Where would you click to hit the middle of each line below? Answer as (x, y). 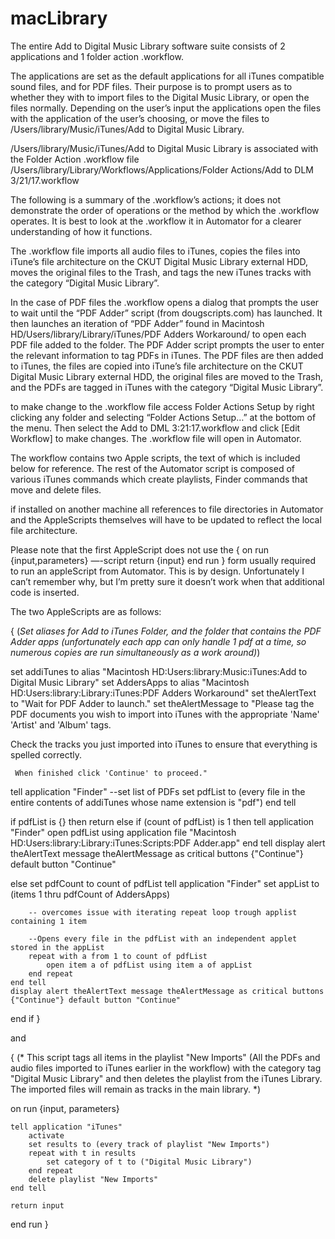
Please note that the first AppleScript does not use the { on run (140, 549)
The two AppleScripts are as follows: (86, 611)
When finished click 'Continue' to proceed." (111, 773)
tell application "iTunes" (66, 1127)
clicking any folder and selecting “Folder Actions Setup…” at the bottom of (163, 417)
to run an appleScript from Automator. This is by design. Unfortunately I (157, 571)
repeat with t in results (82, 1153)
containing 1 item (48, 921)
